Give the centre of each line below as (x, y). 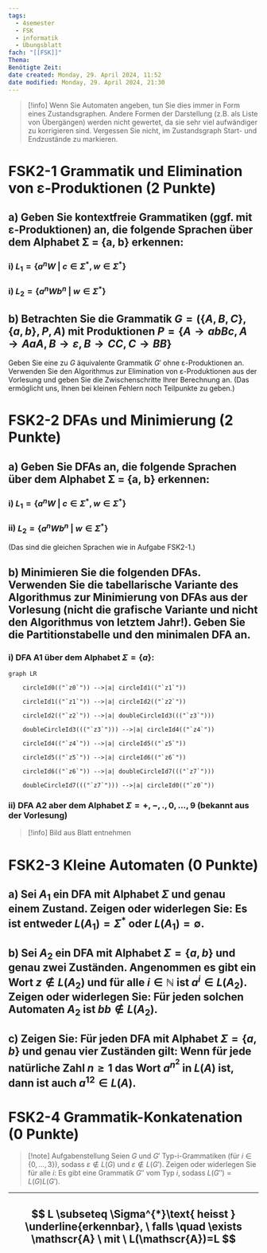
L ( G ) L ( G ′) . (44, 1181)
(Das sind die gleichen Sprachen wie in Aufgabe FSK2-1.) (102, 548)
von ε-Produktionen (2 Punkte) (112, 188)
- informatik (37, 38)
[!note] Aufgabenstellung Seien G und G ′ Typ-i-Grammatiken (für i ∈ (139, 1156)
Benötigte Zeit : (35, 68)
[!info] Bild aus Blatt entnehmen (79, 833)
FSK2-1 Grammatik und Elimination (126, 171)
